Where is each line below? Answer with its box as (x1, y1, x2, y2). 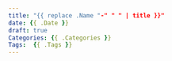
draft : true (8, 26, 48, 34)
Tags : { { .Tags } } (8, 41, 73, 49)
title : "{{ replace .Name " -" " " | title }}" (8, 11, 165, 20)
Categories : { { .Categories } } (8, 33, 112, 42)
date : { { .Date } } (8, 19, 69, 27)
